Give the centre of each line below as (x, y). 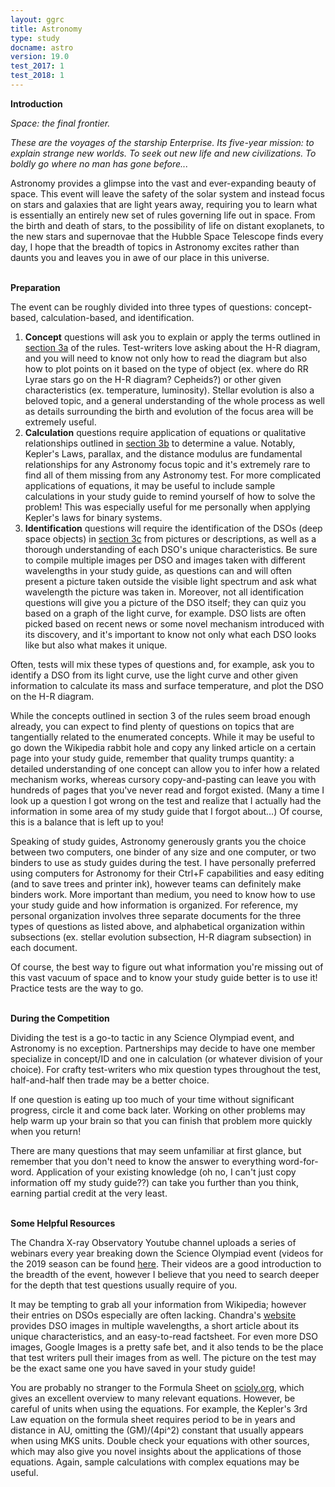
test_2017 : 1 (37, 66)
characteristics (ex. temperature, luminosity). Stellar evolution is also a (169, 390)
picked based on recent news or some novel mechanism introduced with (174, 623)
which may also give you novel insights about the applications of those (156, 1451)
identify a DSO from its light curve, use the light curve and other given (154, 675)
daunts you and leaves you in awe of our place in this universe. (140, 257)
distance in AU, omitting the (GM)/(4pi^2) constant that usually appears (157, 1430)
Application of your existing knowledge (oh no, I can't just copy (166, 1172)
